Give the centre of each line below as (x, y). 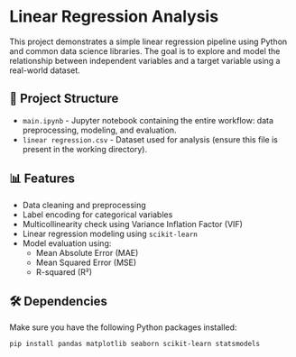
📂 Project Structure (64, 99)
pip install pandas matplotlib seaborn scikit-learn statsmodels (134, 344)
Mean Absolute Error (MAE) (87, 252)
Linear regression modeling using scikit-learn (110, 233)
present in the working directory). (84, 149)
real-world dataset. (45, 70)
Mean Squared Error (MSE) (86, 262)
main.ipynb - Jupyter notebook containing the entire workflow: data (148, 120)
